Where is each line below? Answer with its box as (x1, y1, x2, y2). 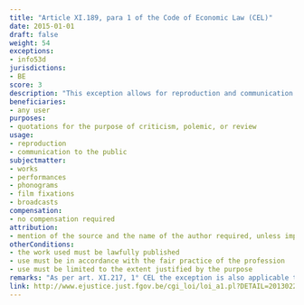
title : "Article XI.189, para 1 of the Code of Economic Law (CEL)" (9, 13, 273, 23)
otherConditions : (9, 240, 75, 249)
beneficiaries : (9, 97, 67, 106)
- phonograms (9, 181, 59, 190)
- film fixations (9, 189, 75, 199)
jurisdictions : (9, 64, 67, 73)
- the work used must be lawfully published (9, 248, 180, 257)
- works (9, 164, 39, 173)
